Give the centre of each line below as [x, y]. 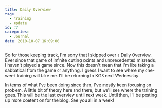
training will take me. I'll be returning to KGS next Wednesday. [78, 75]
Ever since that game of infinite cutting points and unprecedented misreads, [81, 60]
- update [18, 23]
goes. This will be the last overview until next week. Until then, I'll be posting [81, 95]
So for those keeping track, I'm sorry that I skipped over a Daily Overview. [79, 55]
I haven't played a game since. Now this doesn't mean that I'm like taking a [79, 65]
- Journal [19, 37]
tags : [10, 14]
